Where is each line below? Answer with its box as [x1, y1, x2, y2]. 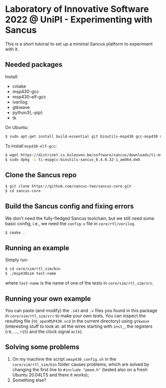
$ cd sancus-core [5, 189, 41, 194]
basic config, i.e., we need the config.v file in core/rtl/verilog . [5, 220, 136, 226]
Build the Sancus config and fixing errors [5, 202, 134, 211]
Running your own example [5, 294, 91, 303]
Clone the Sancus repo [5, 171, 77, 179]
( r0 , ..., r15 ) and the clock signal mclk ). [5, 329, 83, 335]
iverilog [12, 99, 28, 105]
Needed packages [5, 60, 63, 69]
